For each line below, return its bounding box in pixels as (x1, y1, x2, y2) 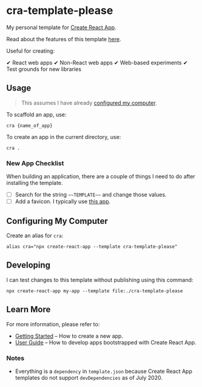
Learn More (6, 305, 51, 315)
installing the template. (6, 180, 63, 187)
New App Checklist (6, 159, 64, 167)
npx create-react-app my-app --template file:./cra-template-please (6, 288, 183, 294)
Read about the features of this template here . (6, 35, 121, 42)
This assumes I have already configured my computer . (21, 99, 157, 106)
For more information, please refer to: (6, 320, 100, 328)
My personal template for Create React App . (6, 24, 116, 31)
